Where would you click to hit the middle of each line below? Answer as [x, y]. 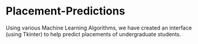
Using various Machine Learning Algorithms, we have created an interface [99, 28]
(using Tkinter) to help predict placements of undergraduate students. [94, 34]
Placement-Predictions [65, 11]
